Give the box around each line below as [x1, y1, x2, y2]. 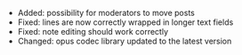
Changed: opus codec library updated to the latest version [17, 35, 232, 46]
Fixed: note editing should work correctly [17, 27, 169, 36]
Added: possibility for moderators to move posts [17, 8, 196, 18]
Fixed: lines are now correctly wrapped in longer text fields [17, 17, 234, 27]
